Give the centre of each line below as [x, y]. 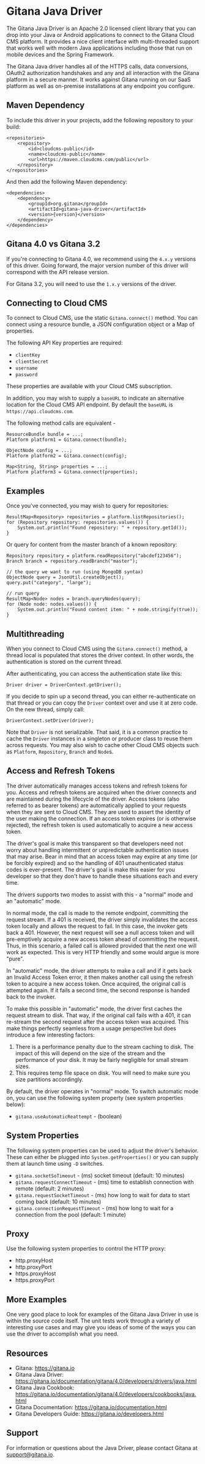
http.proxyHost [34, 1260]
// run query [23, 594]
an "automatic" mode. [34, 901]
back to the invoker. [31, 997]
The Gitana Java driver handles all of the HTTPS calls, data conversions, [98, 66]
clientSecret [32, 362]
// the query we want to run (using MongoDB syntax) [75, 572]
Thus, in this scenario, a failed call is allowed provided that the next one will [102, 946]
